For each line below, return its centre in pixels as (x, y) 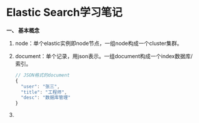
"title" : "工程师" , (44, 92)
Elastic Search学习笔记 (64, 12)
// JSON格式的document (42, 75)
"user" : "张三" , (40, 86)
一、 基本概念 (23, 30)
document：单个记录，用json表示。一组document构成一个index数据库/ (104, 56)
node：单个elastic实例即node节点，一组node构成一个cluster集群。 (99, 43)
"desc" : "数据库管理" (46, 98)
